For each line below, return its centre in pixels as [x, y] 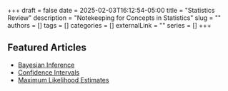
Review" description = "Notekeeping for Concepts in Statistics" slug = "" [114, 18]
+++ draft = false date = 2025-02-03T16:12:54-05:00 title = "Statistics [111, 10]
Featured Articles [47, 48]
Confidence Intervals [49, 72]
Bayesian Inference [46, 65]
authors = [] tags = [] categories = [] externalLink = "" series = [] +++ [110, 25]
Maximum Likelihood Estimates [63, 80]
